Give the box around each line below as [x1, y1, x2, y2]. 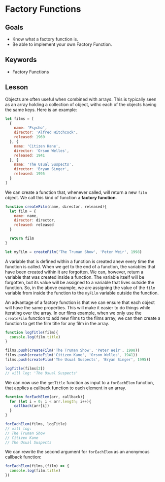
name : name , [14, 213, 38, 218]
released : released [14, 222, 54, 227]
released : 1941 [14, 153, 45, 158]
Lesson [5, 83, 28, 92]
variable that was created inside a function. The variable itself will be [5, 274, 144, 280]
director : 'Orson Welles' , [14, 148, 69, 153]
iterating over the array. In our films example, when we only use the [5, 310, 142, 316]
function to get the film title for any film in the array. [5, 320, 109, 326]
